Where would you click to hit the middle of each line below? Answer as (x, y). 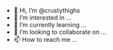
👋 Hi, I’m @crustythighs (47, 10)
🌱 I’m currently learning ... (50, 25)
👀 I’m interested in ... (42, 18)
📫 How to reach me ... (45, 40)
